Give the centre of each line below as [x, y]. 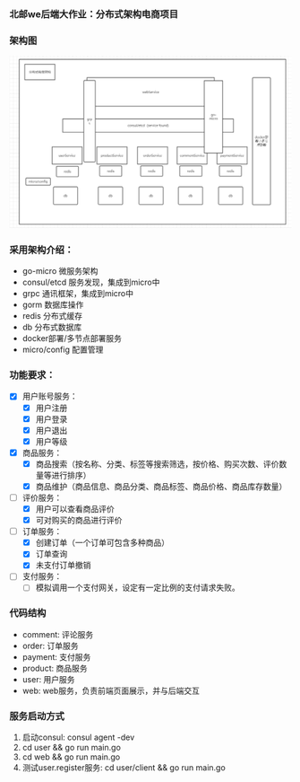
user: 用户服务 [48, 679]
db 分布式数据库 [52, 327]
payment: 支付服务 [56, 656]
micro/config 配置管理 [63, 350]
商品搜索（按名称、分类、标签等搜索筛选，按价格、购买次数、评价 [157, 463]
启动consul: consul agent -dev [78, 737]
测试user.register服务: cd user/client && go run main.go [124, 768]
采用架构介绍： [42, 250]
